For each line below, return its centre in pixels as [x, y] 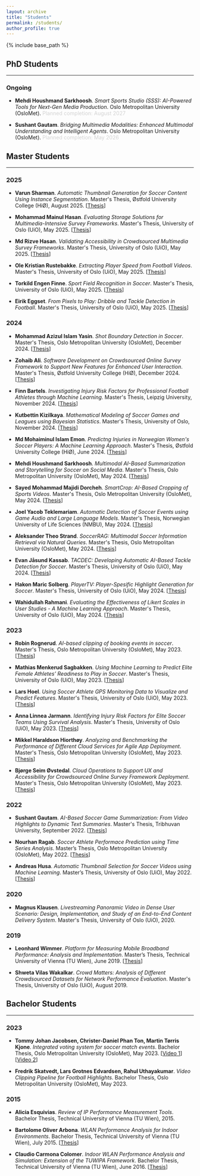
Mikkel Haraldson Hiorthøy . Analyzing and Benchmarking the [91, 740]
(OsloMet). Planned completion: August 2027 [70, 113]
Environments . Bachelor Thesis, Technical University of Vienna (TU [97, 1136]
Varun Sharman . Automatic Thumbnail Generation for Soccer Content [101, 193]
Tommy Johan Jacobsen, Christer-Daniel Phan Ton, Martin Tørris [97, 1041]
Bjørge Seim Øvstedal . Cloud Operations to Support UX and [89, 771]
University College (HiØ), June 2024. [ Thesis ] [71, 452]
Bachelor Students [41, 1004]
